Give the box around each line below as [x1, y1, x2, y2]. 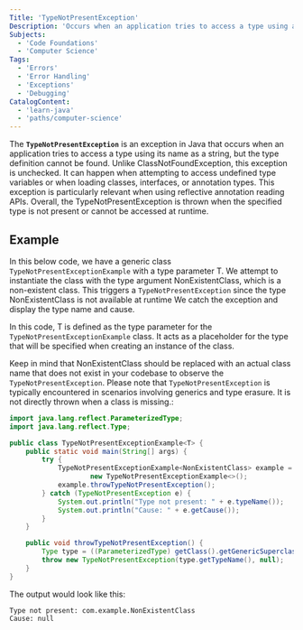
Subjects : [9, 30, 47, 39]
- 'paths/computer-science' [17, 114, 124, 123]
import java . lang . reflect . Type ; [9, 422, 131, 431]
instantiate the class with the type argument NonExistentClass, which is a [9, 274, 281, 285]
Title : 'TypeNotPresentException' [9, 13, 140, 23]
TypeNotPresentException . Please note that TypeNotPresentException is [9, 376, 271, 388]
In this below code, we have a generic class [9, 255, 171, 266]
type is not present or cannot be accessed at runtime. [9, 206, 209, 217]
